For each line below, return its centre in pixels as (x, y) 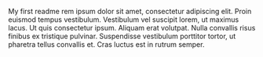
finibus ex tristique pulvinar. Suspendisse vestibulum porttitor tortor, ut (122, 36)
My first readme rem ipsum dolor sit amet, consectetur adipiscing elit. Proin (130, 11)
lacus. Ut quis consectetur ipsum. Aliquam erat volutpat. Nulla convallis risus (132, 28)
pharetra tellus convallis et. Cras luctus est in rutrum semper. (106, 45)
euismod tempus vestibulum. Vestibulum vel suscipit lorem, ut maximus (124, 20)
